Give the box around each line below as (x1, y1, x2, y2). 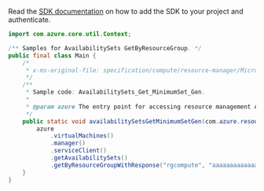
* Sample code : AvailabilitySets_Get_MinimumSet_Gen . (25, 88, 206, 97)
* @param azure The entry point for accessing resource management (25, 102, 251, 111)
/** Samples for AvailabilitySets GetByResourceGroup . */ (8, 44, 202, 52)
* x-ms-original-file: (25, 66, 101, 74)
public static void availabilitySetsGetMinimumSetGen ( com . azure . (22, 117, 241, 125)
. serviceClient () (49, 147, 108, 155)
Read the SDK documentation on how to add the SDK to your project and (8, 7, 244, 16)
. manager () (49, 139, 86, 148)
